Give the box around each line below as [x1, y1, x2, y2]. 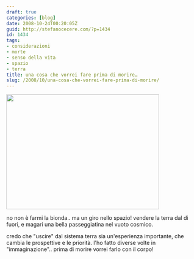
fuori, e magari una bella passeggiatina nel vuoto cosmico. [6, 221, 154, 228]
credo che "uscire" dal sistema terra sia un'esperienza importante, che [6, 233, 184, 240]
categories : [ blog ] [6, 15, 56, 21]
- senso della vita [6, 54, 56, 61]
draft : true [6, 9, 37, 15]
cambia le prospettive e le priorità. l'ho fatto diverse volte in [6, 239, 156, 247]
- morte [6, 49, 26, 55]
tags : [6, 37, 20, 43]
